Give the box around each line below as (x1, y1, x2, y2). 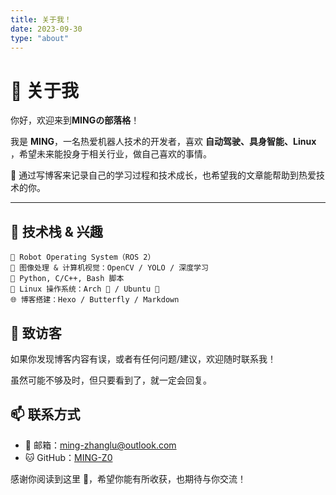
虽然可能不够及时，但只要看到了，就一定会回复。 (10, 374, 212, 386)
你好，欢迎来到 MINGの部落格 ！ (10, 114, 140, 126)
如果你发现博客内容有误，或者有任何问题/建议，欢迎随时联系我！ (10, 352, 277, 365)
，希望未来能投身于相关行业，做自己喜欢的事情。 (10, 148, 212, 160)
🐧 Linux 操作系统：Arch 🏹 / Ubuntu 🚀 (10, 284, 160, 295)
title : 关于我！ (10, 14, 72, 25)
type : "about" (10, 33, 70, 43)
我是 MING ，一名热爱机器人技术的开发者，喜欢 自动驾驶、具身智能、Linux (10, 136, 317, 148)
